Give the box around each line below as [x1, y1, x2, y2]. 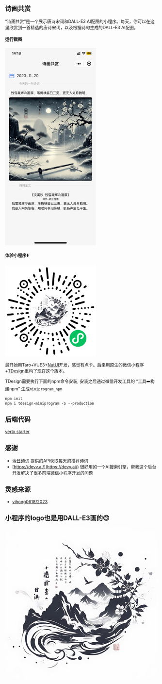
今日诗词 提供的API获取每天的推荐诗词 [12, 458, 89, 464]
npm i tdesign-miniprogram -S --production [5, 401, 95, 406]
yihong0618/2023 [12, 499, 48, 504]
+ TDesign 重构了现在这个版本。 [5, 368, 67, 374]
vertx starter [5, 429, 30, 434]
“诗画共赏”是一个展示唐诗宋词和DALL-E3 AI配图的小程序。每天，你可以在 [5, 18, 151, 24]
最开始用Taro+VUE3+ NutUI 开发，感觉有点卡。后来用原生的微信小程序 [5, 362, 144, 368]
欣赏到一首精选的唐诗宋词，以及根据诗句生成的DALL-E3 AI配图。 [9, 24, 138, 30]
